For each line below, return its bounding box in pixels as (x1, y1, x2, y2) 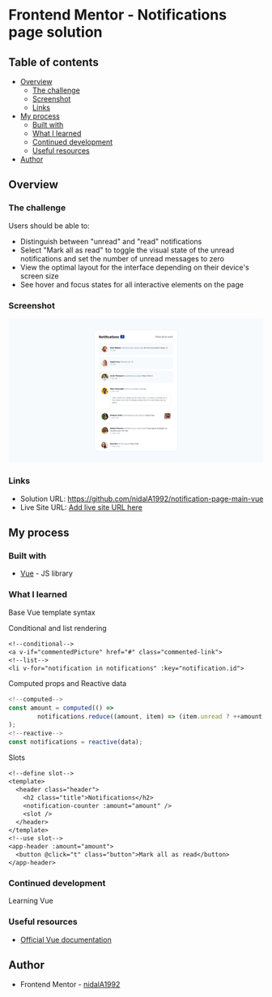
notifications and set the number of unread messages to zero (19, 253, 225, 263)
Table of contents (8, 55, 99, 69)
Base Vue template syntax (8, 607, 96, 617)
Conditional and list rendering (8, 623, 107, 632)
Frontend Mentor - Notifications (8, 6, 227, 24)
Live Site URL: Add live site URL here (19, 502, 143, 512)
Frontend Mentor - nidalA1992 (19, 980, 121, 990)
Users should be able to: (8, 221, 91, 231)
